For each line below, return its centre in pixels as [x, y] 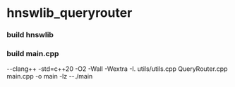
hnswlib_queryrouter [70, 13]
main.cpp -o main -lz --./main [50, 76]
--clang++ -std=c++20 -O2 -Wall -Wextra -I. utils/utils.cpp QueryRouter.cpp [117, 69]
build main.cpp [33, 54]
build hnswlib [30, 35]
